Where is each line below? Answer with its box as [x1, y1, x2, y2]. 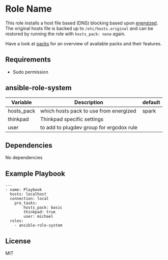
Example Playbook [5, 169, 65, 178]
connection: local [10, 196, 49, 201]
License [5, 237, 31, 245]
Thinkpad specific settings [40, 115, 104, 123]
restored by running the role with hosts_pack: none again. [5, 31, 126, 37]
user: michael [23, 214, 53, 219]
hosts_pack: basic [23, 205, 63, 210]
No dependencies [5, 155, 43, 161]
